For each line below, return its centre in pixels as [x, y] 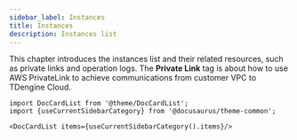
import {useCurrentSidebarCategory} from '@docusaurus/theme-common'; [143, 112]
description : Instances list [63, 34]
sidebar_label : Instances [57, 17]
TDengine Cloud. [40, 87]
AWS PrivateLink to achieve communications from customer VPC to [133, 78]
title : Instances [41, 26]
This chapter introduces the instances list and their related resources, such [147, 59]
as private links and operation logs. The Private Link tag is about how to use [149, 68]
